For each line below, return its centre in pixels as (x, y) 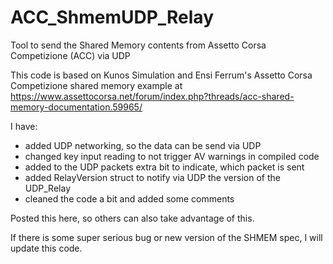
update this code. (46, 248)
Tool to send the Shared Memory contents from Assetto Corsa (138, 45)
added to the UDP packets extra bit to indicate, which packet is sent (164, 167)
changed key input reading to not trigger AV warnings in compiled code (172, 156)
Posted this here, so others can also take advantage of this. (132, 218)
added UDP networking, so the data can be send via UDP (143, 145)
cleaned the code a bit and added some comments (129, 198)
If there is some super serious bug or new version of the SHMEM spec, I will (166, 237)
